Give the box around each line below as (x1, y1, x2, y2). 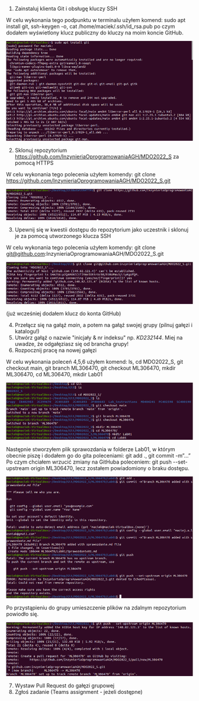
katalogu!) (14, 328, 40, 335)
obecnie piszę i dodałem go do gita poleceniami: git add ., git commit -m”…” (6, 452, 191, 459)
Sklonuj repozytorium (14, 147, 68, 154)
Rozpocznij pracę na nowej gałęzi (14, 347, 97, 354)
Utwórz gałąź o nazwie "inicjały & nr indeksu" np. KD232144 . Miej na (14, 334, 183, 341)
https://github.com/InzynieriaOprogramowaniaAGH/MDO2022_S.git (6, 177, 171, 185)
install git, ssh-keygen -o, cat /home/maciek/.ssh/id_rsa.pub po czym (6, 23, 175, 30)
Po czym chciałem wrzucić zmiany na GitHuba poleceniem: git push (6, 458, 172, 465)
